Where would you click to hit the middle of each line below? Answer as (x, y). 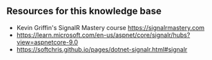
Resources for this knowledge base (84, 11)
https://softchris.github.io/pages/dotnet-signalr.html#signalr (102, 49)
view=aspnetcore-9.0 (47, 42)
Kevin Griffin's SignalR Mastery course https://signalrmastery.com (110, 27)
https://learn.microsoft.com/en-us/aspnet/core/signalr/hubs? (103, 35)
